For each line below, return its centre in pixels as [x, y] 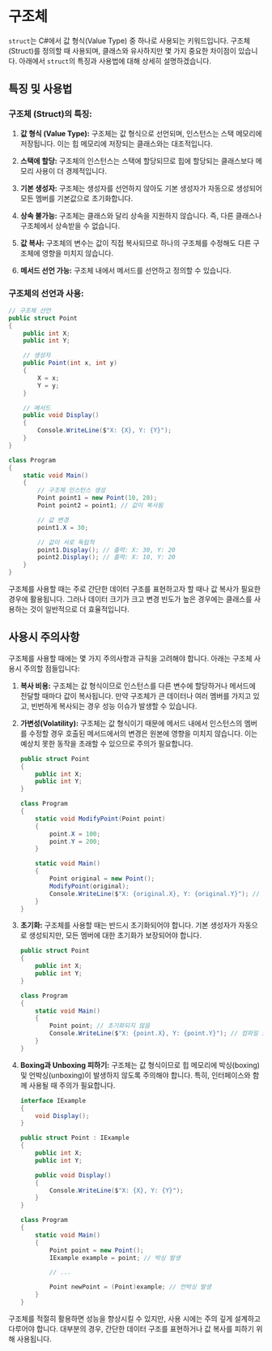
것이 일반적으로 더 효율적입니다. [79, 609]
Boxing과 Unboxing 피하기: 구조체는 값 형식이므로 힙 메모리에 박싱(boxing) [140, 1065]
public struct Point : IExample [74, 1138]
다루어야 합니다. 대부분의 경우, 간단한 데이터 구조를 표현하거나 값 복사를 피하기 [132, 1328]
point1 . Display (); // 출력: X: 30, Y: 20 [106, 550]
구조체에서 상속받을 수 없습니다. [70, 226]
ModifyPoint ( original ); [89, 886]
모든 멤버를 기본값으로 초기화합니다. [76, 198]
